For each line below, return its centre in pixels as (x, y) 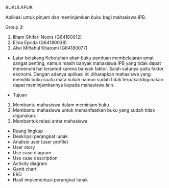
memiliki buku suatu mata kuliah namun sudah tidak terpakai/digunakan (88, 79)
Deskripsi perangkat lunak (40, 136)
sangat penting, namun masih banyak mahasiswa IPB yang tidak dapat (87, 63)
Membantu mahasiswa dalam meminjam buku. (62, 105)
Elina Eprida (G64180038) (40, 42)
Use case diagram (32, 152)
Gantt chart (25, 169)
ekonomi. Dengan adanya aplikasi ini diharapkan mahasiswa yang (82, 74)
